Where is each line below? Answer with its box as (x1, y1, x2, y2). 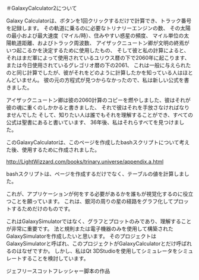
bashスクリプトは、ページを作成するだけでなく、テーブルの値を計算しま (6, 170, 185, 177)
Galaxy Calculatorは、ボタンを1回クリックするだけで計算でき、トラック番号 (6, 17, 192, 24)
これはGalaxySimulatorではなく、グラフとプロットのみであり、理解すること (6, 218, 192, 225)
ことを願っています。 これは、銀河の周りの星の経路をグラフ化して (11, 198, 173, 205)
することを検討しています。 (21, 255, 89, 262)
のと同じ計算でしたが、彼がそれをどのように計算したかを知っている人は (6, 69, 183, 76)
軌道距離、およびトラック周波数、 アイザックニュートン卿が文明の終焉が (11, 40, 190, 46)
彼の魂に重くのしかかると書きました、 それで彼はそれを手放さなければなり (6, 104, 190, 111)
